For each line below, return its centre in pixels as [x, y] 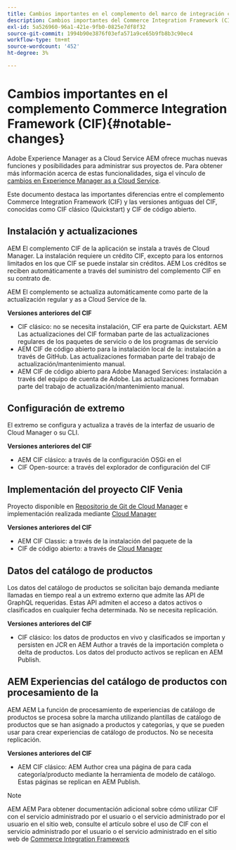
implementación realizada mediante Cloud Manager [82, 514]
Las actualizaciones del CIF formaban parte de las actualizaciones [113, 334]
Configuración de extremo [66, 408]
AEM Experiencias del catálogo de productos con [117, 682]
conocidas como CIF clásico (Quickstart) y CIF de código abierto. [102, 209]
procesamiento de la [53, 693]
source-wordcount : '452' [44, 46]
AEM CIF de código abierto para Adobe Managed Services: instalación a [122, 371]
